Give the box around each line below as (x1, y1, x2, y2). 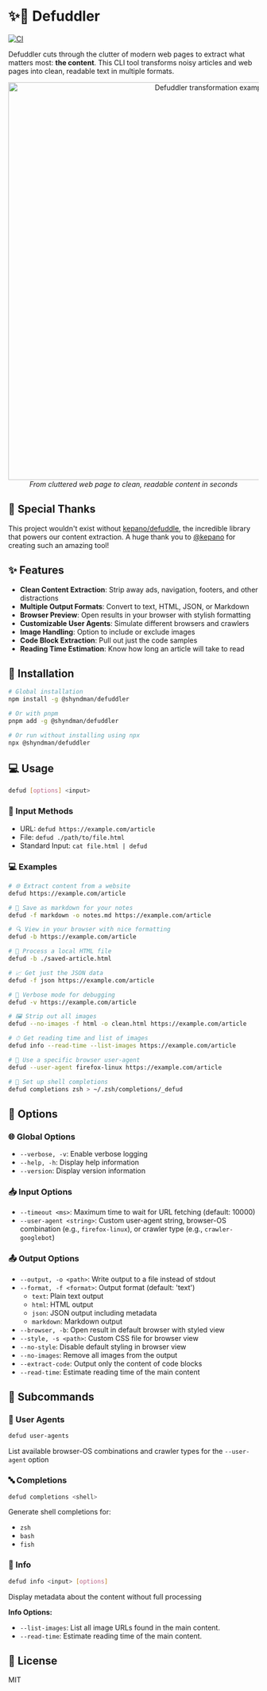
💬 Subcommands (8, 1390, 95, 1404)
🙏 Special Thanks (8, 503, 96, 516)
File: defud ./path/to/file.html (19, 832, 125, 842)
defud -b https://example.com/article (8, 933, 137, 941)
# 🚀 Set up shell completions (8, 1078, 109, 1086)
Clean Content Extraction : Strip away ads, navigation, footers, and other (19, 585, 258, 594)
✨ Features (8, 564, 64, 577)
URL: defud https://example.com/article (19, 823, 156, 834)
